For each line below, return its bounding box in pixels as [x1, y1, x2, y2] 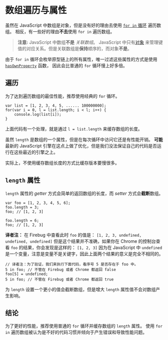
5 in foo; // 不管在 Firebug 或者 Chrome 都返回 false [5, 267, 116, 272]
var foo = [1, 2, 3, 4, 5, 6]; [5, 200, 71, 206]
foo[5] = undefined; [5, 271, 49, 277]
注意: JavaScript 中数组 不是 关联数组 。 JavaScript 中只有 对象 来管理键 [17, 39, 163, 45]
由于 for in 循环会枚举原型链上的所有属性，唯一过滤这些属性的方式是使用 [5, 56, 157, 62]
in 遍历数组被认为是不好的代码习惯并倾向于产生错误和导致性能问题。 [5, 329, 147, 335]
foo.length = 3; [5, 205, 39, 210]
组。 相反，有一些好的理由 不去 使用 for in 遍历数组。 [5, 28, 115, 34]
